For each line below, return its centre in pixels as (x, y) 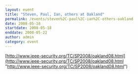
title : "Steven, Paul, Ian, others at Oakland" (55, 14)
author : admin (20, 37)
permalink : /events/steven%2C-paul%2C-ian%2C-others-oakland (69, 19)
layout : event (20, 10)
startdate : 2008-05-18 (28, 28)
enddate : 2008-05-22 (26, 33)
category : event (22, 42)
